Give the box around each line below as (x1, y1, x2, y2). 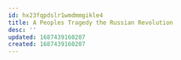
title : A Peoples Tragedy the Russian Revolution (8, 19, 174, 26)
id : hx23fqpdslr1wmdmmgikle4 (8, 11, 103, 19)
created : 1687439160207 (8, 41, 86, 48)
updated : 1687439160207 (8, 33, 86, 41)
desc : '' (8, 26, 37, 34)
